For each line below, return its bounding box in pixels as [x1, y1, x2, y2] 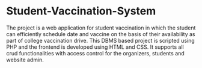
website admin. [6, 56, 44, 63]
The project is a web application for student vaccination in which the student [6, 24, 196, 31]
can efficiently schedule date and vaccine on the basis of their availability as [6, 30, 195, 37]
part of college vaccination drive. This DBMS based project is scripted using [6, 37, 195, 44]
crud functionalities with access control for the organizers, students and [6, 49, 185, 57]
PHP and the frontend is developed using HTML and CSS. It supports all [6, 43, 185, 51]
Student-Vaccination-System [6, 4, 156, 18]
